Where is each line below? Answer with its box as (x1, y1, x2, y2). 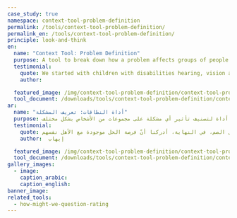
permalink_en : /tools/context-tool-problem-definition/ (7, 30, 175, 38)
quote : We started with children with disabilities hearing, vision (20, 69, 226, 76)
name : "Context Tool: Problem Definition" (13, 50, 140, 57)
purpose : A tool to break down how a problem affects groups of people (13, 57, 229, 64)
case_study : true (7, 10, 59, 18)
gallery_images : (7, 161, 55, 168)
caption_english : (20, 180, 71, 188)
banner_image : (7, 187, 49, 195)
